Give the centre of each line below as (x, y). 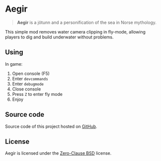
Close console (27, 89)
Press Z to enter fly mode (37, 94)
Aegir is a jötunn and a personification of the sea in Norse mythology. (87, 22)
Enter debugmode (28, 84)
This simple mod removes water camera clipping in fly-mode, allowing (75, 32)
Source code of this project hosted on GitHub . (51, 126)
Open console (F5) (31, 73)
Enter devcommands (30, 78)
